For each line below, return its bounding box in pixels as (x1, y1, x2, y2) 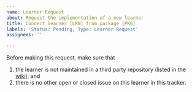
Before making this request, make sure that (6, 54, 115, 61)
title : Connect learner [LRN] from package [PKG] (6, 20, 136, 26)
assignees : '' (6, 32, 43, 38)
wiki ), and (15, 72, 40, 80)
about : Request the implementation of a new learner (6, 15, 144, 21)
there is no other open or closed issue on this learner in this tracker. (15, 79, 186, 86)
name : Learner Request (6, 9, 64, 15)
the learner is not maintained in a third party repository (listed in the (15, 66, 186, 74)
